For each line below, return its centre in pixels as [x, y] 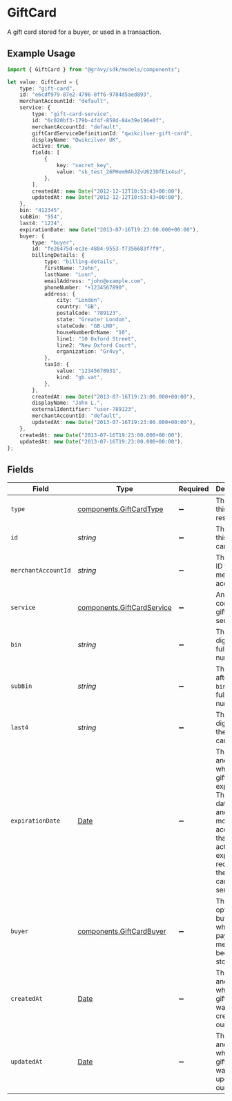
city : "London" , [80, 300]
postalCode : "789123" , [89, 313]
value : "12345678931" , [89, 371]
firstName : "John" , [72, 268]
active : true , [52, 146]
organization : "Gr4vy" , [91, 352]
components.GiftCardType [120, 509]
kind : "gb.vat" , [80, 377]
